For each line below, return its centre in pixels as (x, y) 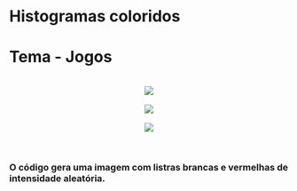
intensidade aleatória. (58, 179)
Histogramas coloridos (95, 16)
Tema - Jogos (61, 57)
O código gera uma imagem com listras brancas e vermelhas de (149, 168)
